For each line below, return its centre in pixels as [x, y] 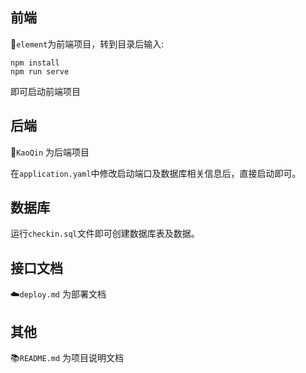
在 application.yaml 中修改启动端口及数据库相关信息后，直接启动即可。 [156, 173]
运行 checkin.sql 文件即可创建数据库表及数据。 [105, 234]
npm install [35, 63]
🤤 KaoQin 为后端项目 [50, 152]
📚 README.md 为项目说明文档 [67, 358]
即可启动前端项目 [45, 91]
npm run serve [40, 71]
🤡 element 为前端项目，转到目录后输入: [87, 44]
